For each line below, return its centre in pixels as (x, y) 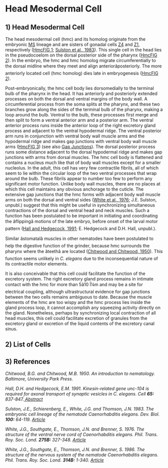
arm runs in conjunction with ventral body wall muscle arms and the (75, 136)
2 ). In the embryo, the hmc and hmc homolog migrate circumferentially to (80, 60)
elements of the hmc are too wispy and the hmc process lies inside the (78, 302)
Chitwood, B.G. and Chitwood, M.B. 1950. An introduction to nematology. (80, 373)
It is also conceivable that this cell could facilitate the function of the (75, 273)
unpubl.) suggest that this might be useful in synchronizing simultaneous (80, 205)
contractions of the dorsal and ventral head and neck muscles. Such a (77, 210)
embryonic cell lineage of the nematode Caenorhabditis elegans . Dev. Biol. (82, 414)
